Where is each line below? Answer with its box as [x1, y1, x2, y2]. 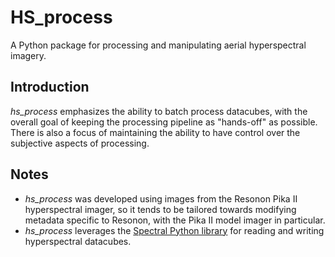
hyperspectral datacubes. [24, 235, 132, 247]
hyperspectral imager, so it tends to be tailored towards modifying [24, 203, 297, 215]
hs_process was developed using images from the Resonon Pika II [24, 192, 298, 205]
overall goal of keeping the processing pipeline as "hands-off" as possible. [10, 116, 318, 128]
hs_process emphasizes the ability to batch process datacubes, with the [10, 105, 308, 117]
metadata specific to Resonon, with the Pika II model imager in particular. [24, 214, 326, 226]
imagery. [10, 49, 47, 61]
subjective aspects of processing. [10, 137, 150, 149]
